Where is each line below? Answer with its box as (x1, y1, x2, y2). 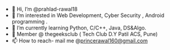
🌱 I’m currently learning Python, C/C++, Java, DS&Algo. (11, 24, 146, 31)
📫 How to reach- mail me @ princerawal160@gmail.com (11, 37, 148, 44)
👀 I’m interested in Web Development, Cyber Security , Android (11, 12, 165, 19)
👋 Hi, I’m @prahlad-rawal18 (11, 6, 78, 12)
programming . (11, 18, 48, 25)
